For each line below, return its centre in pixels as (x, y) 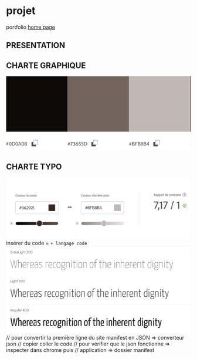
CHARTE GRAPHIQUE (46, 65)
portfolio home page (31, 27)
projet (21, 11)
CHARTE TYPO (34, 166)
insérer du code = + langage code (47, 243)
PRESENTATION (36, 45)
